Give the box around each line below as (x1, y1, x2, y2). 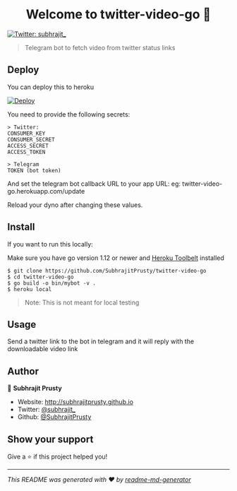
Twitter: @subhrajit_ (17, 406, 76, 414)
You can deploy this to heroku (7, 83, 95, 91)
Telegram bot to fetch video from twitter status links (24, 43, 176, 52)
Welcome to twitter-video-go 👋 (25, 6, 212, 23)
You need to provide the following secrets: (7, 110, 130, 119)
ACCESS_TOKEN (7, 148, 46, 155)
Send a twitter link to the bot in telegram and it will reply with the (7, 337, 195, 345)
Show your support (7, 433, 94, 445)
